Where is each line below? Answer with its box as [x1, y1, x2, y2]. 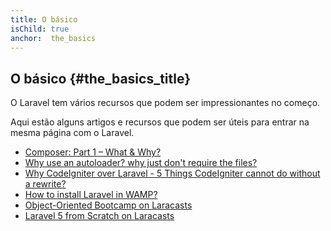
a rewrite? [24, 178, 67, 190]
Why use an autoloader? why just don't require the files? [24, 157, 258, 169]
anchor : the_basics [10, 33, 97, 43]
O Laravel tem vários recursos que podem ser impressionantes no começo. [10, 97, 321, 109]
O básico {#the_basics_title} [10, 70, 192, 87]
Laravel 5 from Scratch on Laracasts [24, 210, 175, 222]
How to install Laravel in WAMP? [24, 189, 158, 201]
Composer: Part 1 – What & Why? [24, 146, 162, 158]
